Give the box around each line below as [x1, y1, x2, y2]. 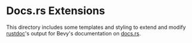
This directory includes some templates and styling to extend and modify [6, 24, 187, 31]
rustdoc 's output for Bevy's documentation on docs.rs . [6, 29, 141, 37]
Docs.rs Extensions [6, 4, 105, 18]
